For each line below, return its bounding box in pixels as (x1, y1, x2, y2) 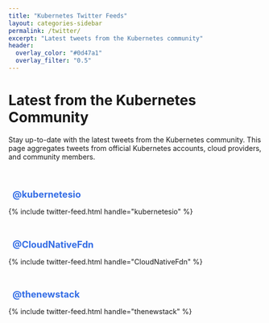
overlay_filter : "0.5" (15, 57, 92, 65)
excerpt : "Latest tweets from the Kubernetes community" (8, 34, 204, 43)
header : (8, 42, 35, 50)
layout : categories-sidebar (8, 19, 103, 27)
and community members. (8, 152, 96, 161)
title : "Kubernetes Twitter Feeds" (8, 11, 128, 20)
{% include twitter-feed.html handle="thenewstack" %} (8, 307, 192, 317)
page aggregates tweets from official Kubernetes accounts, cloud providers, (8, 143, 262, 153)
